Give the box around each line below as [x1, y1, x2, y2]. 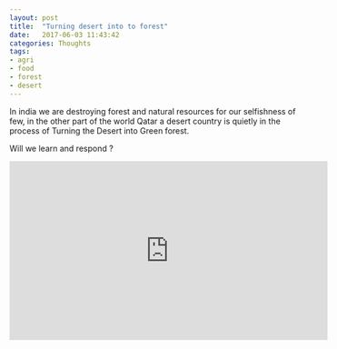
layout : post [9, 13, 59, 23]
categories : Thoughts [9, 38, 92, 48]
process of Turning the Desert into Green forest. [9, 125, 190, 136]
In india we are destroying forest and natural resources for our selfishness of [9, 105, 296, 116]
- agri [9, 55, 35, 65]
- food [9, 65, 35, 74]
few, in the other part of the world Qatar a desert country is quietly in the [9, 115, 282, 126]
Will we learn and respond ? [9, 143, 114, 154]
